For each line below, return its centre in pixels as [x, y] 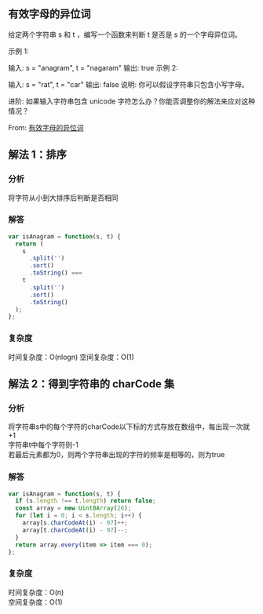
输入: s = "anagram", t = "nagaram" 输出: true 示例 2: [93, 67]
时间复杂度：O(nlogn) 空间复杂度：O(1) [71, 357]
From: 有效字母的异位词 [46, 127]
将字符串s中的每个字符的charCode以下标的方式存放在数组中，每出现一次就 [129, 427]
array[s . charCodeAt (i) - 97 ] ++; [75, 523]
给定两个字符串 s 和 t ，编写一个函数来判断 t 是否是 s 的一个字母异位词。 [125, 35]
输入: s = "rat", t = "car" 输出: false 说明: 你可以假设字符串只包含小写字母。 [128, 84]
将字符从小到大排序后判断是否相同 [63, 198]
